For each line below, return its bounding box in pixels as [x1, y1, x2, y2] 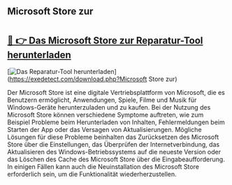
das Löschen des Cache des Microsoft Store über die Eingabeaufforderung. [7, 155, 225, 163]
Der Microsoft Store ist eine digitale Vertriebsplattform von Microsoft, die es [7, 89, 225, 96]
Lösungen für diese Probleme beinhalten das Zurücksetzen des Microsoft [7, 133, 219, 141]
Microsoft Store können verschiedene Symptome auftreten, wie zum [7, 111, 204, 119]
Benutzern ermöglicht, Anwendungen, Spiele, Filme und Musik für [7, 96, 197, 104]
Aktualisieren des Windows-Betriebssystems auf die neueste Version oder [7, 148, 222, 156]
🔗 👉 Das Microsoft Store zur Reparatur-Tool [7, 34, 203, 46]
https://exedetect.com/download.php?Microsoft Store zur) [9, 75, 177, 83]
